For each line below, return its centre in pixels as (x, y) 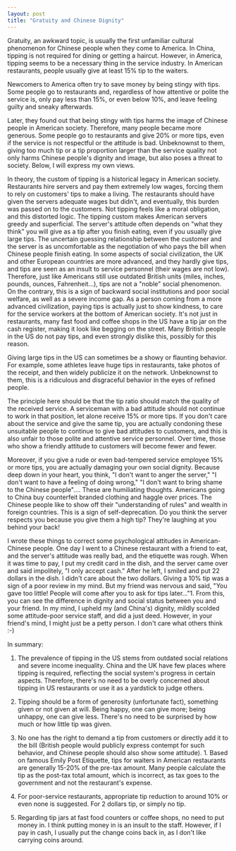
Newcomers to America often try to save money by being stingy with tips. (114, 84)
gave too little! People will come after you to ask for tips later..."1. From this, (116, 593)
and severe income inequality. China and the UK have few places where (122, 665)
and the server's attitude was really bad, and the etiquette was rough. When (118, 556)
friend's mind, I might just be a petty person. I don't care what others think (115, 623)
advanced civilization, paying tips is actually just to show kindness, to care (115, 306)
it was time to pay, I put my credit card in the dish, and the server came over (118, 563)
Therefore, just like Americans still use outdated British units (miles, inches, (116, 276)
